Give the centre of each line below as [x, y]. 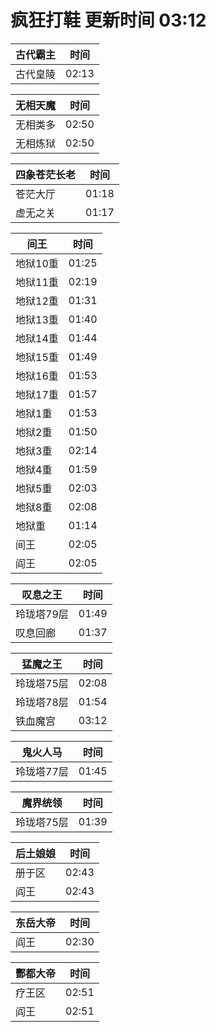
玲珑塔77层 [42, 771]
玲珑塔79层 [42, 614]
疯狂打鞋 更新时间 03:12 [108, 20]
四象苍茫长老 [46, 174]
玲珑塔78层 [42, 702]
